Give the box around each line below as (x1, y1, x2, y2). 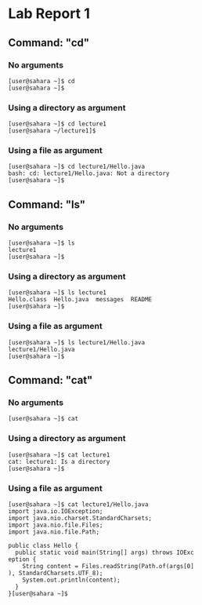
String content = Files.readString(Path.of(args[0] (22, 563, 194, 570)
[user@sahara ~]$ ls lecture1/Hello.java (8, 338, 146, 346)
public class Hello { (8, 542, 79, 550)
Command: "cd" (8, 36, 90, 49)
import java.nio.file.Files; (8, 521, 103, 530)
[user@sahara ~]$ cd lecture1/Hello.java (8, 162, 146, 171)
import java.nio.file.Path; (8, 528, 100, 536)
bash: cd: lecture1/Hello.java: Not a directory (8, 169, 170, 177)
